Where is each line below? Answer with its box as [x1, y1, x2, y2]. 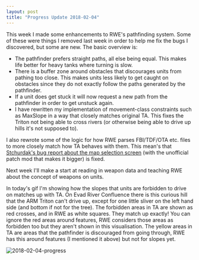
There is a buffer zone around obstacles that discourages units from [14, 67, 182, 75]
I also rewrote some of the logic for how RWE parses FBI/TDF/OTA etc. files [6, 136, 191, 143]
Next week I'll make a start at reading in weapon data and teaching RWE [6, 166, 183, 174]
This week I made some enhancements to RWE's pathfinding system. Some [6, 30, 191, 38]
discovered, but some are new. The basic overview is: [6, 43, 138, 51]
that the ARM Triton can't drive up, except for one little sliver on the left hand [6, 197, 194, 205]
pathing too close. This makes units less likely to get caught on [14, 74, 169, 81]
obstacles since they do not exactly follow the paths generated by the [14, 80, 186, 87]
